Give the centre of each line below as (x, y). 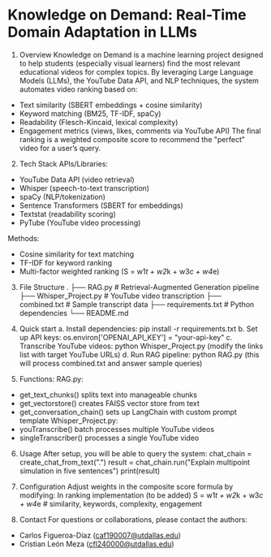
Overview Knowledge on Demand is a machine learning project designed (141, 54)
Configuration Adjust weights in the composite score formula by (126, 486)
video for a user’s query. (60, 148)
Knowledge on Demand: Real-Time (127, 15)
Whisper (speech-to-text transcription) (84, 188)
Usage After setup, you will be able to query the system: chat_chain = (135, 453)
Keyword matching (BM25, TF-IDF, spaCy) (90, 113)
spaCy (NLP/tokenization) (62, 196)
